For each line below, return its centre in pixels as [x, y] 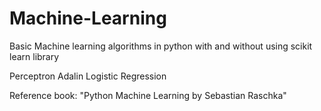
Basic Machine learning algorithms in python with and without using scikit [161, 46]
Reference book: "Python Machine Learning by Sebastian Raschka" [148, 95]
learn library [34, 56]
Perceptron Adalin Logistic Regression [88, 76]
